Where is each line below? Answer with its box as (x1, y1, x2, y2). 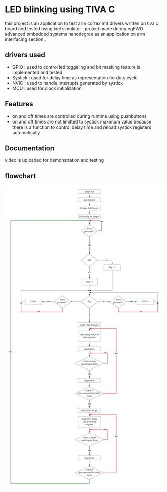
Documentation (5, 144, 55, 152)
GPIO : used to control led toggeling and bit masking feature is (12, 64, 141, 70)
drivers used (5, 51, 46, 59)
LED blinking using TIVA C (5, 4, 115, 15)
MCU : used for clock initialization (12, 85, 82, 91)
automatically (12, 129, 40, 135)
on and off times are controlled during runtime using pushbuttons (12, 113, 147, 119)
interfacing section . (5, 36, 46, 42)
